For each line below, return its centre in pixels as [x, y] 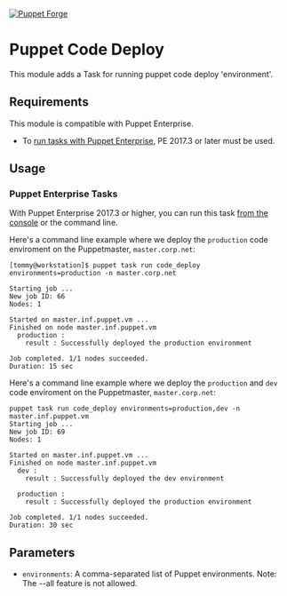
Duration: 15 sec [41, 367]
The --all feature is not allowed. [80, 584]
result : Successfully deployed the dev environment [125, 479]
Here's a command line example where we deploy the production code [139, 240]
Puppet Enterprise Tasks [64, 194]
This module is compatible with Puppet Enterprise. [101, 123]
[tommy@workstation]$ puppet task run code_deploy [105, 266]
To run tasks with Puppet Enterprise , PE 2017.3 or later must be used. [148, 140]
